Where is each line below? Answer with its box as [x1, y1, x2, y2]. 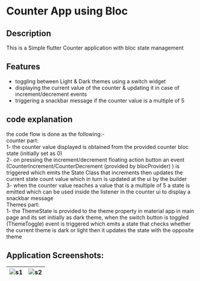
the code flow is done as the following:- [6, 130, 105, 137]
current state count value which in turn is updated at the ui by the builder [6, 175, 187, 182]
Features [6, 62, 40, 72]
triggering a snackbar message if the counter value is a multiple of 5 [14, 96, 185, 104]
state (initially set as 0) [6, 150, 63, 157]
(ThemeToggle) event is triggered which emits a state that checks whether [6, 220, 191, 227]
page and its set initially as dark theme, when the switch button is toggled [6, 213, 189, 221]
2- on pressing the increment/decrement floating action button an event [6, 156, 185, 163]
